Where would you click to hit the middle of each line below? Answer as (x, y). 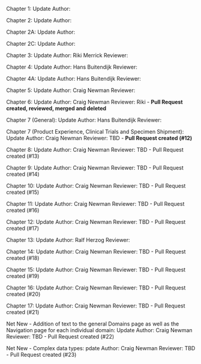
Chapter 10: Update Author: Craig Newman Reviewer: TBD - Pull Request (96, 186)
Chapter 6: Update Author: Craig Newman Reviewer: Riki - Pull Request (94, 102)
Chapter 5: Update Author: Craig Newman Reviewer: (71, 90)
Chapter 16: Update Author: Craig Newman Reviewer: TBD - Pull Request (96, 288)
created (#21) (23, 312)
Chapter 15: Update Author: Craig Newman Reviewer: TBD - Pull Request (96, 270)
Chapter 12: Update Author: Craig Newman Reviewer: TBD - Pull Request (96, 222)
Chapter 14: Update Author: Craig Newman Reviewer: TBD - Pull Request (96, 251)
